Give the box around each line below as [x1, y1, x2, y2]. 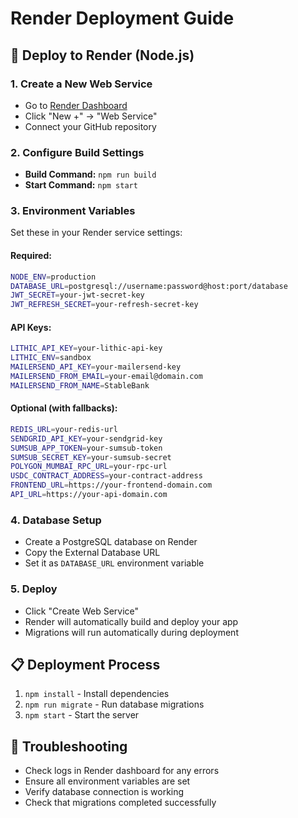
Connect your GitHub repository [24, 120, 157, 132]
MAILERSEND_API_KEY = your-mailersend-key [10, 362, 182, 372]
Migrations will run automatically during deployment [24, 626, 239, 638]
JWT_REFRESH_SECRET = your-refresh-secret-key [10, 300, 199, 310]
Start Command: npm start [24, 179, 138, 191]
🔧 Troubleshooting [10, 738, 128, 755]
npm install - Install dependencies [24, 688, 170, 700]
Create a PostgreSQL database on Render [24, 536, 198, 548]
